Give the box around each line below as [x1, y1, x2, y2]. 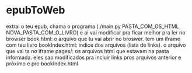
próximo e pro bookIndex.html [6, 60, 79, 67]
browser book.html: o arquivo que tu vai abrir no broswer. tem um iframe [6, 35, 181, 42]
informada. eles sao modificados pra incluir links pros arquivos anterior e [6, 54, 181, 61]
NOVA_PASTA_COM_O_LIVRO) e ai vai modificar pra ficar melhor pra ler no [6, 29, 186, 36]
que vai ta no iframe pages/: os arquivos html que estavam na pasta [6, 47, 169, 54]
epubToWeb [6, 4, 65, 17]
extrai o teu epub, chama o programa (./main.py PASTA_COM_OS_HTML [6, 23, 179, 30]
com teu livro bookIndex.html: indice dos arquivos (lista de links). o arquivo [6, 41, 186, 48]
